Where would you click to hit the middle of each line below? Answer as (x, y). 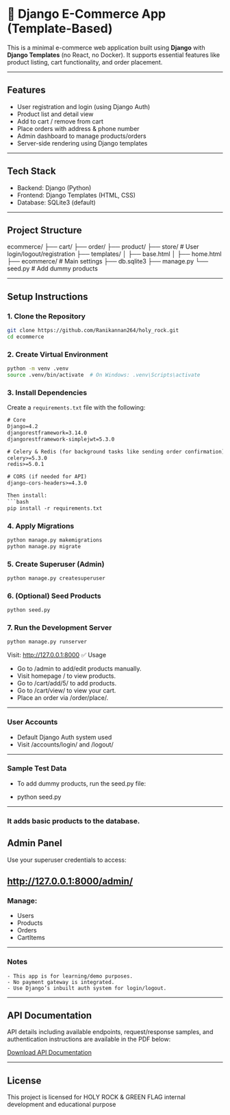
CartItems (31, 938)
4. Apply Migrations (41, 526)
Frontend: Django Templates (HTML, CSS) (76, 195)
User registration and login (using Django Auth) (84, 106)
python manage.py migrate (44, 546)
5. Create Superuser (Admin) (56, 564)
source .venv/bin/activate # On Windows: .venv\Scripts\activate (104, 375)
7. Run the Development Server (60, 627)
